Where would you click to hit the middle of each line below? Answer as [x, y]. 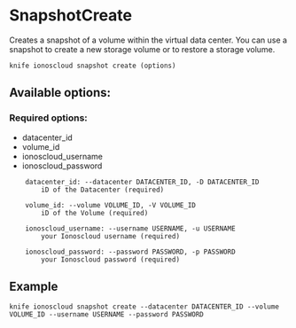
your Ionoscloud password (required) [110, 259]
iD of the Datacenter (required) [103, 190]
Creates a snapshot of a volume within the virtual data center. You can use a [148, 40]
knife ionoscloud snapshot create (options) [93, 66]
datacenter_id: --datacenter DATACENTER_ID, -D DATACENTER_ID [142, 182]
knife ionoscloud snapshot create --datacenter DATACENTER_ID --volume [144, 307]
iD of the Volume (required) [95, 213]
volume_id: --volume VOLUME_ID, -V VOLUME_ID [111, 205]
